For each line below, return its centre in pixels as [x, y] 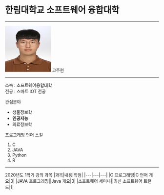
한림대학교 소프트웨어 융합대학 [62, 10]
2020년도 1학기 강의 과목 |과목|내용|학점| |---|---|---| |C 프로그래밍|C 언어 [76, 175]
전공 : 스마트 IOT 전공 [26, 91]
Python [19, 155]
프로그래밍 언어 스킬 [24, 135]
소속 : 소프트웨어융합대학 [29, 85]
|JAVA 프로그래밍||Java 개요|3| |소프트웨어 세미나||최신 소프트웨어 [79, 181]
